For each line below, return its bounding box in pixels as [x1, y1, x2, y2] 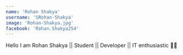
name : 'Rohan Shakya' [5, 8, 61, 15]
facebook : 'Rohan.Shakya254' [5, 25, 79, 32]
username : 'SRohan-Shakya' [5, 14, 74, 20]
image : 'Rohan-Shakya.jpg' [5, 20, 74, 26]
